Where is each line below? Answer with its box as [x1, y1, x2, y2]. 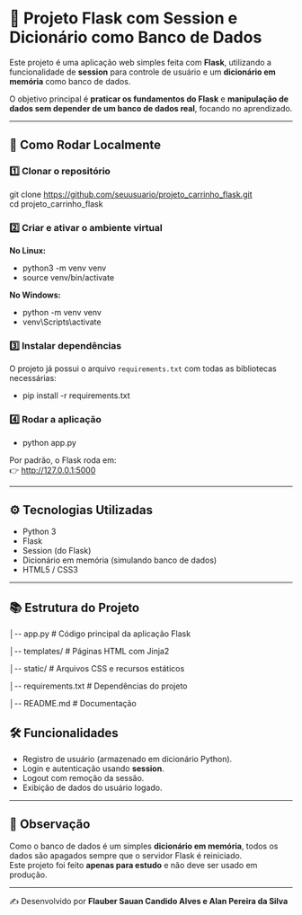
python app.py [22, 437, 76, 448]
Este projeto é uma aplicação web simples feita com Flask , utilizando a [9, 57, 272, 67]
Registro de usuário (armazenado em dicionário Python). [22, 753, 233, 764]
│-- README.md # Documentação [9, 698, 137, 709]
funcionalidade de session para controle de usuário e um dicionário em [9, 67, 276, 77]
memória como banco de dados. [9, 76, 131, 86]
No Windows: [9, 289, 61, 300]
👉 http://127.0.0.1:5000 [9, 465, 96, 475]
